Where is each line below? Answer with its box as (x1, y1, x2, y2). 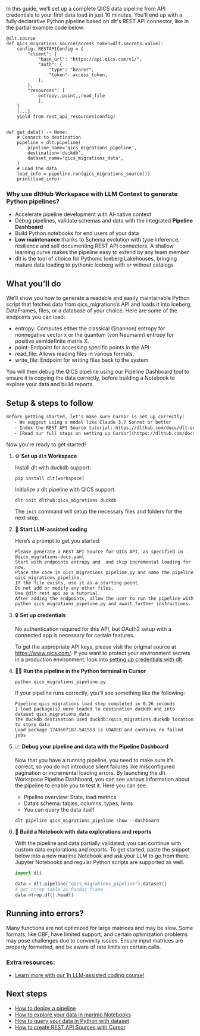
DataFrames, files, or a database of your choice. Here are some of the (6, 307, 177, 314)
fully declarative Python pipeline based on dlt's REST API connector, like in (6, 18, 189, 24)
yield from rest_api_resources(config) (17, 114, 116, 120)
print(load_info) (17, 176, 60, 182)
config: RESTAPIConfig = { (17, 46, 84, 52)
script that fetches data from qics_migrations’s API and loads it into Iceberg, (6, 301, 192, 308)
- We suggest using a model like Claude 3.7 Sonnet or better (14, 419, 171, 425)
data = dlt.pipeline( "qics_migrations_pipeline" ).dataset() (14, 881, 167, 887)
